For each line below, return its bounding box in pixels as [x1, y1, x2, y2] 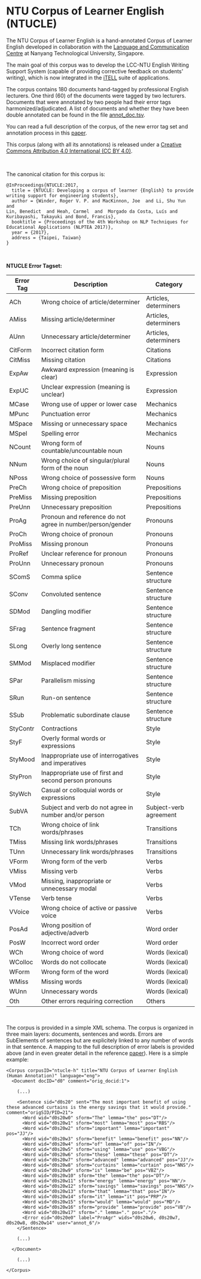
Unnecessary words [41, 987, 98, 995]
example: [6, 1056, 29, 1063]
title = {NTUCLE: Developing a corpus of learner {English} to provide [11, 187, 194, 193]
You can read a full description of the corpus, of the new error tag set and [6, 123, 188, 130]
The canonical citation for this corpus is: [6, 170, 106, 178]
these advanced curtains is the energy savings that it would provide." [6, 1104, 191, 1110]
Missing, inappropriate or [41, 876, 112, 885]
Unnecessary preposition [41, 503, 112, 511]
